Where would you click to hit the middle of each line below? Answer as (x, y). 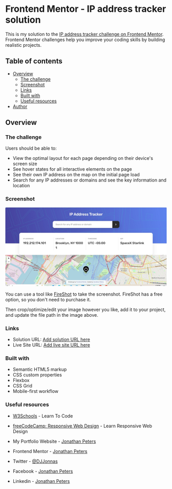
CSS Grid (22, 386)
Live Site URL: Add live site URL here (51, 345)
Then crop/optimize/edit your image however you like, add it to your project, (85, 310)
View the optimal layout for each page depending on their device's (83, 158)
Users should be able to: (31, 148)
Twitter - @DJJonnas (35, 461)
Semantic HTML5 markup (40, 369)
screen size (25, 164)
